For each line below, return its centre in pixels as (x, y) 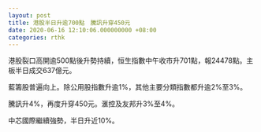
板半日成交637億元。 (42, 71)
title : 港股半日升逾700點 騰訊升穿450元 (69, 23)
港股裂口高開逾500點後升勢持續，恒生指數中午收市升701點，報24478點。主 (131, 60)
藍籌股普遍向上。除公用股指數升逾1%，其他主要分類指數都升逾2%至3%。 (128, 87)
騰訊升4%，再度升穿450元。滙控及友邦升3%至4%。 (94, 104)
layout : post (30, 15)
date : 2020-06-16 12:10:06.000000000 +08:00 (82, 30)
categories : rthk (37, 37)
